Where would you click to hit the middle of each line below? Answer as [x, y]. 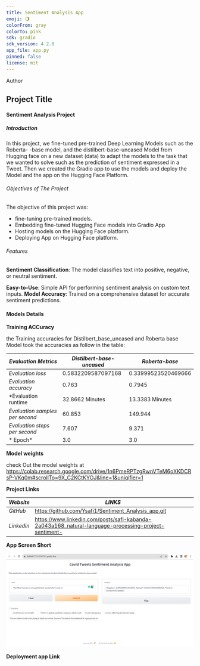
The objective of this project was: [47, 207]
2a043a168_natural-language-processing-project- [100, 525]
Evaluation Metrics [33, 361]
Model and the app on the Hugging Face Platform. [68, 175]
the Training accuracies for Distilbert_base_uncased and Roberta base [92, 339]
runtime [18, 402]
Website [19, 502]
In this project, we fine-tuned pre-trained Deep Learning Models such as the [100, 143]
